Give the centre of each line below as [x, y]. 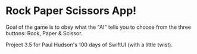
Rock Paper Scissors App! [71, 11]
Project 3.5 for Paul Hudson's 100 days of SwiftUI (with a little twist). [89, 45]
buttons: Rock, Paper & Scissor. [44, 33]
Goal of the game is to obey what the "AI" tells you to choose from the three [98, 27]
